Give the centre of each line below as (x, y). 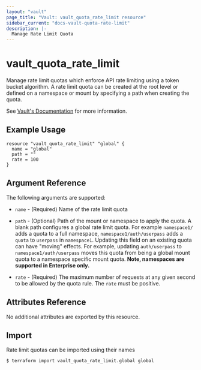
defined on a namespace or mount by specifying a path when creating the (98, 93)
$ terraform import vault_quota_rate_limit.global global (80, 361)
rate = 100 (25, 160)
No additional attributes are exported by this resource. (73, 317)
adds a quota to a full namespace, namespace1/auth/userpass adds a (99, 233)
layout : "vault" (26, 12)
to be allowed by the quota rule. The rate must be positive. (88, 283)
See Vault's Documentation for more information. (67, 111)
